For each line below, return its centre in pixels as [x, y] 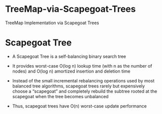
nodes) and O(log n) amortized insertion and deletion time [71, 71]
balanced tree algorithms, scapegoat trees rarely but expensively [79, 86]
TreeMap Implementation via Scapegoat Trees [52, 23]
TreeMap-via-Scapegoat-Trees [70, 9]
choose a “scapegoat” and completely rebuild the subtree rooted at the [84, 91]
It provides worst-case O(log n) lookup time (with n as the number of [82, 66]
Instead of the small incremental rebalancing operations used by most [83, 80]
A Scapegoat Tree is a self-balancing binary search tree [69, 56]
